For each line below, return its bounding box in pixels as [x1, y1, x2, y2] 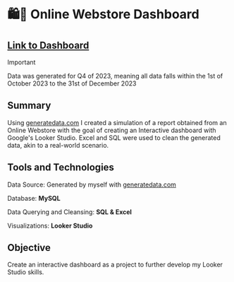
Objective [7, 242, 51, 254]
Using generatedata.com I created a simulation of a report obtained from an [7, 118, 227, 127]
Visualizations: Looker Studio [7, 221, 93, 230]
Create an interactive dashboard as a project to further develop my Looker [7, 260, 223, 269]
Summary [7, 100, 51, 112]
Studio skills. [7, 268, 44, 276]
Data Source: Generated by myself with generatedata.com [7, 180, 176, 189]
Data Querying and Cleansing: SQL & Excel [7, 207, 133, 216]
